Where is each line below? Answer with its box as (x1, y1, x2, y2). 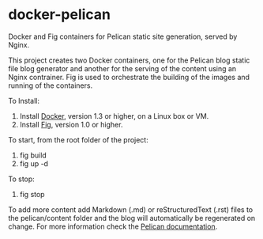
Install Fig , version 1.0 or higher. (19, 119, 123, 129)
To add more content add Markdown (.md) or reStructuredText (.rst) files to (8, 204, 254, 214)
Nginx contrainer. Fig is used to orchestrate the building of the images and (8, 72, 250, 82)
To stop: (8, 174, 36, 184)
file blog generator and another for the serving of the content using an (8, 63, 237, 73)
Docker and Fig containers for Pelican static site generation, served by (8, 32, 238, 41)
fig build (19, 150, 47, 160)
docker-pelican (8, 6, 111, 24)
